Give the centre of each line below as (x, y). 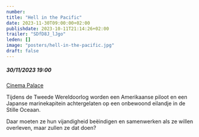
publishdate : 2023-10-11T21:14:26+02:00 (58, 29)
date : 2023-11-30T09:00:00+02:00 (48, 23)
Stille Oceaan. (24, 109)
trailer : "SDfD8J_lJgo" (36, 34)
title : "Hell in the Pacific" (44, 17)
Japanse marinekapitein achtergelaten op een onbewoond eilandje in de (96, 103)
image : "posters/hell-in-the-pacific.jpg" (60, 46)
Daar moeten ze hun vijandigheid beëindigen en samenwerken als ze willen (100, 121)
